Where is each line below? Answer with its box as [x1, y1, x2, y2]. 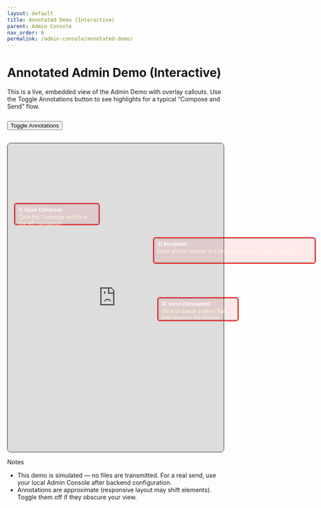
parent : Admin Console [7, 23, 72, 29]
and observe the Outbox [161, 314, 221, 322]
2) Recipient [157, 241, 187, 247]
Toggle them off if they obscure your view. [16, 493, 137, 501]
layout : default [7, 10, 53, 17]
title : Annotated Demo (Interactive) [7, 16, 115, 23]
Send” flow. [7, 102, 40, 110]
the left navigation [18, 220, 62, 227]
